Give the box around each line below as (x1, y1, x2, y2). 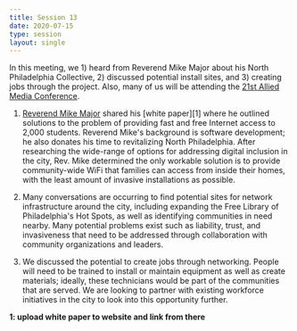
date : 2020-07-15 (9, 21, 74, 30)
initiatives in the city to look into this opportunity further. (21, 294, 228, 305)
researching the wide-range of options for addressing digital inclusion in (21, 146, 288, 157)
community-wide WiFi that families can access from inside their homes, (21, 165, 285, 176)
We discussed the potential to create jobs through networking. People (21, 256, 279, 268)
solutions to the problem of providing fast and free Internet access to (21, 118, 276, 128)
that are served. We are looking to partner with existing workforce (21, 285, 265, 295)
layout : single (9, 37, 66, 47)
